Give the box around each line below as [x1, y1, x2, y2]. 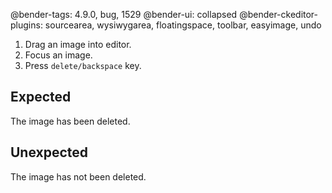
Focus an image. [24, 49, 93, 61]
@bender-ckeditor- [239, 9, 319, 20]
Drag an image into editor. [24, 39, 132, 50]
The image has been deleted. [10, 115, 131, 127]
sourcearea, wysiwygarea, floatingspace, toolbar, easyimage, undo [44, 19, 322, 31]
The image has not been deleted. [10, 170, 147, 183]
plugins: [10, 19, 43, 31]
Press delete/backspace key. [24, 60, 142, 71]
